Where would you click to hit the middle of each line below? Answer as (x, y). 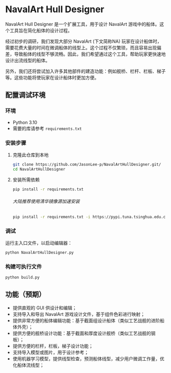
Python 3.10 (25, 122)
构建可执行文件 (24, 267)
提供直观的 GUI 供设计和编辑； (45, 308)
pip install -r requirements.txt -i (51, 217)
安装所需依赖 (26, 180)
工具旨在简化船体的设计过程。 (41, 30)
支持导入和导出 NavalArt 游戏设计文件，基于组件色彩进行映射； (79, 314)
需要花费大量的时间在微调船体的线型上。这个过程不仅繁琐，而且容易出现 (81, 47)
